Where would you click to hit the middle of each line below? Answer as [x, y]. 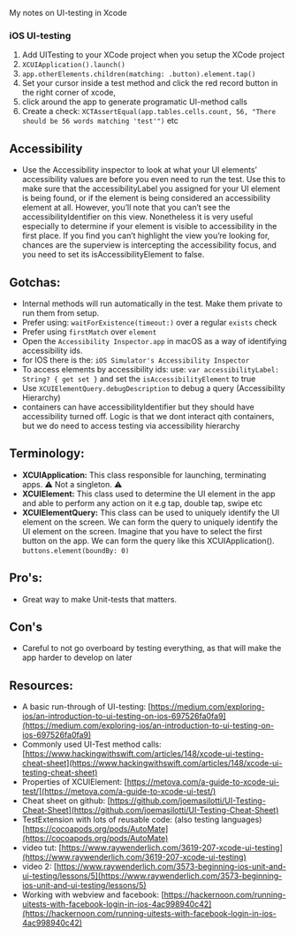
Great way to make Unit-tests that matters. [99, 599]
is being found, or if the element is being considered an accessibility [146, 198]
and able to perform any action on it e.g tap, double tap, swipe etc [142, 503]
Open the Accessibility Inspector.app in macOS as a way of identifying [154, 341]
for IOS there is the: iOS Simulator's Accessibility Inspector [136, 360]
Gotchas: [35, 282]
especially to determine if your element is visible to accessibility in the [149, 226]
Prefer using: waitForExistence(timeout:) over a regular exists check [149, 322]
